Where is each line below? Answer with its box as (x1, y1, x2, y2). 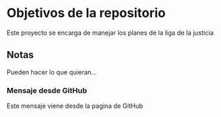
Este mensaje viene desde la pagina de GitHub (6, 101, 144, 111)
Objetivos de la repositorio (6, 5, 166, 21)
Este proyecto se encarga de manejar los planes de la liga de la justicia (6, 28, 214, 37)
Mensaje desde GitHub (6, 85, 87, 95)
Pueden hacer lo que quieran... (6, 67, 97, 76)
